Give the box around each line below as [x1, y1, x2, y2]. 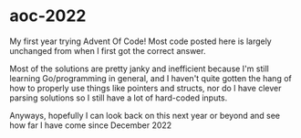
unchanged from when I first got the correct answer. [9, 45, 206, 56]
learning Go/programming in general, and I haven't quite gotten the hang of [9, 72, 292, 83]
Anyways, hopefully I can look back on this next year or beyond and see [9, 110, 281, 121]
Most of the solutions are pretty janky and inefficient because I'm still [9, 63, 269, 74]
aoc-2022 [9, 5, 87, 27]
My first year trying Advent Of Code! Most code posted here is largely [9, 36, 272, 47]
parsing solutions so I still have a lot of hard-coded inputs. [9, 92, 228, 103]
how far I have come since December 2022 [9, 120, 172, 131]
